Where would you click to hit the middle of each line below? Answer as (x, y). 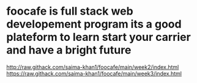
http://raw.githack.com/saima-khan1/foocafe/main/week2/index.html (93, 67)
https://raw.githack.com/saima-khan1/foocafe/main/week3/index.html (94, 73)
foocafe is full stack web (70, 11)
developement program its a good (94, 24)
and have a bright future (69, 50)
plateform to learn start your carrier (98, 37)
